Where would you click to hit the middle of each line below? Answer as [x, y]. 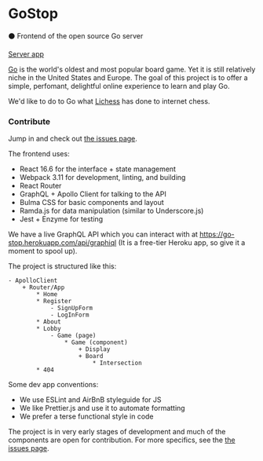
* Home [47, 295]
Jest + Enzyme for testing [61, 219]
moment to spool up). [43, 251]
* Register [54, 302]
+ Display [94, 349]
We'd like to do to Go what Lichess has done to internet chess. [109, 101]
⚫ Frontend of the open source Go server [76, 35]
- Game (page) [73, 336]
